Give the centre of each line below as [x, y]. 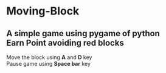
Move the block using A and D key [49, 57]
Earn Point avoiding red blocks [65, 43]
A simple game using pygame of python [83, 33]
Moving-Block [43, 11]
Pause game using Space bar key [49, 64]
